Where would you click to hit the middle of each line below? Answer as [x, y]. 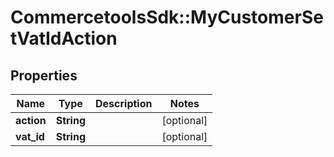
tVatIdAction [64, 38]
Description [124, 103]
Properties [44, 75]
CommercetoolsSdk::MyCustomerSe [167, 17]
